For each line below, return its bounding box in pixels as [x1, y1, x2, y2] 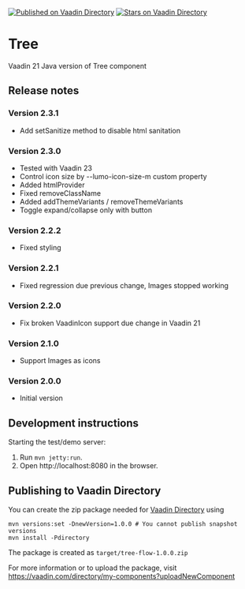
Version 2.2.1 [8, 263, 59, 274]
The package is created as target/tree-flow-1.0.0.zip [8, 548, 188, 557]
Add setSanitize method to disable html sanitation [19, 126, 181, 135]
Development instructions [8, 416, 139, 430]
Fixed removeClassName [19, 188, 101, 197]
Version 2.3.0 [8, 145, 61, 156]
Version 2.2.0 [8, 300, 61, 311]
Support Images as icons [19, 356, 101, 366]
